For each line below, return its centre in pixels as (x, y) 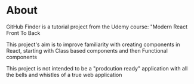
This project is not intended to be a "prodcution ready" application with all (97, 68)
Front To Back (23, 33)
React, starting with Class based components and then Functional (87, 50)
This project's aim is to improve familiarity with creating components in (93, 44)
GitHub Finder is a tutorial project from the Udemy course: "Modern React (97, 27)
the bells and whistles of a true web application (64, 75)
